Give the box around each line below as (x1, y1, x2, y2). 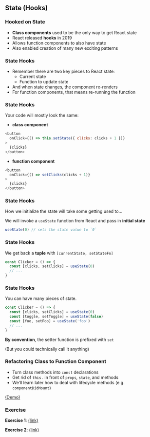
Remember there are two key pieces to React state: (12, 68, 115, 74)
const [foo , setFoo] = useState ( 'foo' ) (9, 318, 91, 323)
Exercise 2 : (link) (5, 427, 39, 433)
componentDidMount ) (12, 385, 51, 391)
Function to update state (19, 79, 69, 84)
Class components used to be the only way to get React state (12, 29, 137, 36)
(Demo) (5, 394, 20, 400)
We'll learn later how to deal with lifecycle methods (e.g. (12, 379, 125, 385)
